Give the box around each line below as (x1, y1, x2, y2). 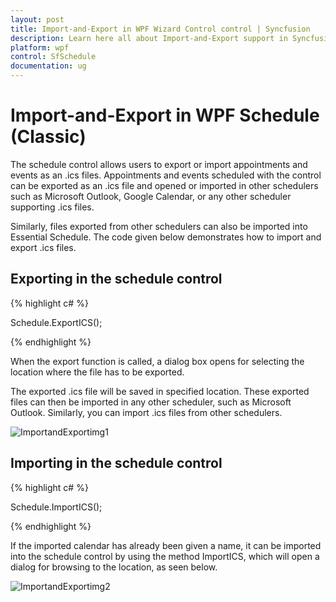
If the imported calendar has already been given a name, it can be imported (10, 539, 322, 551)
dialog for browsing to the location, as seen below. (10, 561, 218, 573)
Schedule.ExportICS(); (10, 316, 103, 328)
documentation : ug (10, 61, 87, 71)
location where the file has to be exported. (10, 366, 185, 378)
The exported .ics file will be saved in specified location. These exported (10, 385, 310, 397)
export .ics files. (10, 241, 77, 253)
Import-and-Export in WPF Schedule (10, 104, 320, 127)
